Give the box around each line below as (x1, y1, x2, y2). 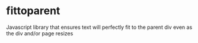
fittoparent (6, 4, 60, 18)
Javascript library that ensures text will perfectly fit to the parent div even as (6, 24, 193, 31)
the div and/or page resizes (6, 29, 74, 37)
